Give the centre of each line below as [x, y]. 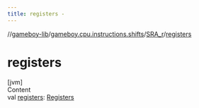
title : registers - [36, 14]
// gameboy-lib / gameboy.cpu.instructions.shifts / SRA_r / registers [100, 34]
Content [19, 90]
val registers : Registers [41, 97]
